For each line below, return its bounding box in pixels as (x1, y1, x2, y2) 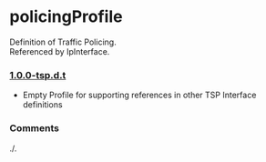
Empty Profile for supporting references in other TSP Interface (22, 89, 257, 101)
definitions (22, 99, 63, 110)
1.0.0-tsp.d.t (9, 68, 66, 81)
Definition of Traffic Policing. (9, 36, 117, 47)
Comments (9, 122, 59, 135)
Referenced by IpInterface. (9, 46, 110, 56)
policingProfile (9, 6, 123, 27)
